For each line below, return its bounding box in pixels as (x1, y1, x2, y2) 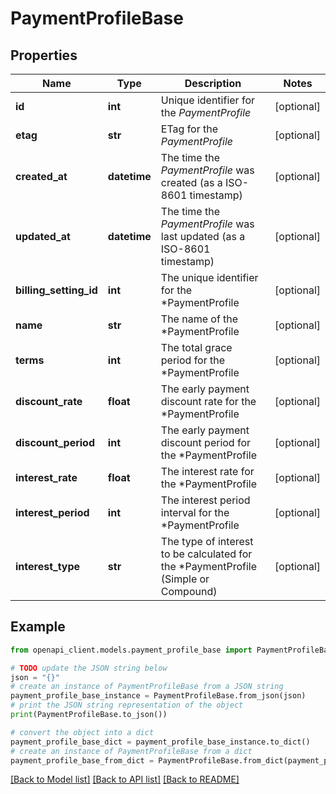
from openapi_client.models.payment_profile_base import (10, 645, 253, 655)
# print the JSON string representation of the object (10, 700, 244, 711)
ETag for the (160, 122, 219, 136)
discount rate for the (160, 395, 257, 408)
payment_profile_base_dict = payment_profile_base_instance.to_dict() (10, 737, 311, 747)
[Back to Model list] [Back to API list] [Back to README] (10, 773, 240, 786)
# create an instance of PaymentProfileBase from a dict (10, 746, 253, 756)
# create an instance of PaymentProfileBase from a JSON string (10, 682, 284, 692)
